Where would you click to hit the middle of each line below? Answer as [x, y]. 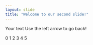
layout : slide [20, 10]
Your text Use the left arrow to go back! [46, 28]
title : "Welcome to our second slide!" [47, 14]
